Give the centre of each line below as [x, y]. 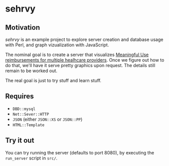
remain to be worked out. [31, 71]
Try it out [20, 141]
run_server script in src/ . [32, 158]
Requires [20, 96]
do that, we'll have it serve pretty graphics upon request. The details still [80, 65]
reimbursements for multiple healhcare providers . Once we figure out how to [85, 60]
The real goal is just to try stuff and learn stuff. [53, 80]
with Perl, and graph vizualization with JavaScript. [57, 45]
